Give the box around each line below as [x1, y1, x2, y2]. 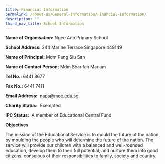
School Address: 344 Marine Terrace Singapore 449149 [5, 44, 122, 50]
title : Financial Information [5, 7, 69, 12]
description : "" [5, 16, 39, 21]
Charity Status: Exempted [5, 103, 61, 109]
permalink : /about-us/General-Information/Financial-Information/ [5, 12, 147, 17]
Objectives [5, 122, 29, 128]
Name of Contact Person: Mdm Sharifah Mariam [5, 64, 106, 70]
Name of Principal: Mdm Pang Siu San [5, 54, 85, 60]
